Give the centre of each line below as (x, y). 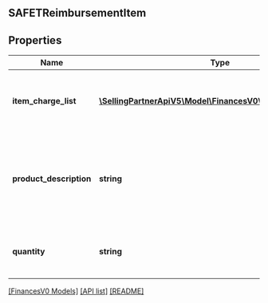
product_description (52, 179)
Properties (35, 40)
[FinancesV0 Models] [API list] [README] (76, 291)
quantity (29, 252)
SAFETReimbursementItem (77, 13)
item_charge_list (44, 101)
